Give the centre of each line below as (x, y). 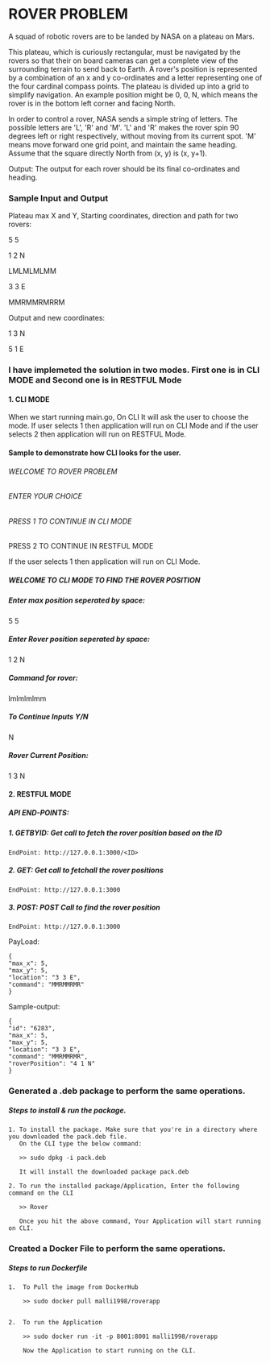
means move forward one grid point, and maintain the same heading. (123, 144)
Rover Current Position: (48, 756)
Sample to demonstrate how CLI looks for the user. (95, 453)
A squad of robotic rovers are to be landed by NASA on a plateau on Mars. (132, 36)
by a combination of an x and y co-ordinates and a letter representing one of (135, 77)
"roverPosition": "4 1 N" (52, 1064)
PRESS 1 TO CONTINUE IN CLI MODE (70, 521)
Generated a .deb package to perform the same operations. (127, 1091)
